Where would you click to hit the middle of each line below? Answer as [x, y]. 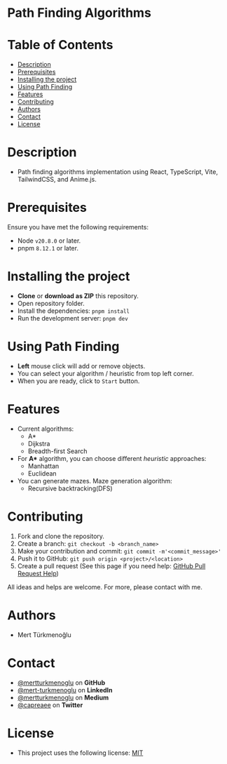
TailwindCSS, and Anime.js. [57, 180]
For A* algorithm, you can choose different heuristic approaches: [112, 458]
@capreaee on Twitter [50, 705]
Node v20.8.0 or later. [49, 241]
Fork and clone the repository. [61, 536]
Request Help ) [38, 573]
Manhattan [43, 466]
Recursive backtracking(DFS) [70, 488]
